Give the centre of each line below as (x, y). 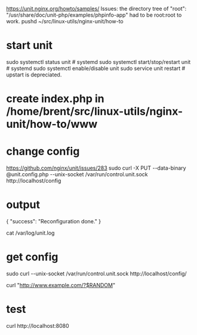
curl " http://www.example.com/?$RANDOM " (61, 285)
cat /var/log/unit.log (30, 233)
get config (32, 257)
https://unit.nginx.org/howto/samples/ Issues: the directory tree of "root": (96, 9)
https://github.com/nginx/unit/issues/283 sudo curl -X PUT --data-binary (96, 168)
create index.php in (55, 99)
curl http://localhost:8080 (38, 325)
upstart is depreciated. (34, 75)
